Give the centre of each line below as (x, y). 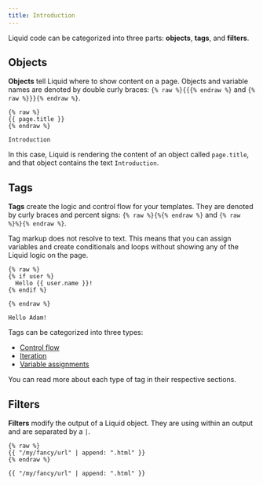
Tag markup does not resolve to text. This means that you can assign (120, 239)
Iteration (33, 356)
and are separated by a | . (49, 432)
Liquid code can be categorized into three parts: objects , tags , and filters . (129, 38)
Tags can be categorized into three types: (76, 333)
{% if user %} (31, 277)
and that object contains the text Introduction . (84, 163)
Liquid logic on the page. (48, 255)
